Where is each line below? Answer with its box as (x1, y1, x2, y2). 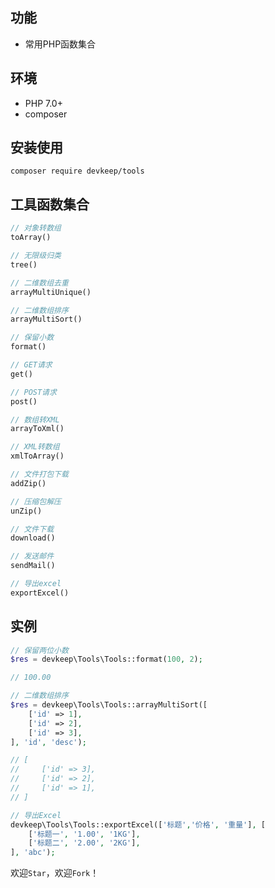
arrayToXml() (10, 424, 65, 434)
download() (10, 533, 56, 543)
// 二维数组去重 (10, 278, 69, 288)
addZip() (10, 478, 47, 488)
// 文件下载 (10, 524, 55, 534)
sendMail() (10, 561, 56, 571)
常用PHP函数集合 (24, 38, 97, 50)
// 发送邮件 (10, 551, 55, 562)
